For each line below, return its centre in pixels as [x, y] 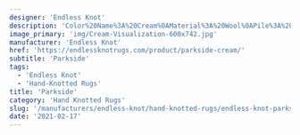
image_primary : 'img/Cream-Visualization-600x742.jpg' [113, 34]
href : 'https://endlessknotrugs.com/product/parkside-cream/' [127, 51]
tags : [19, 67]
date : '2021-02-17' [46, 116]
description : [33, 26]
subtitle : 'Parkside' [50, 59]
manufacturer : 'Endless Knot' [66, 42]
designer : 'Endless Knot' [57, 17]
